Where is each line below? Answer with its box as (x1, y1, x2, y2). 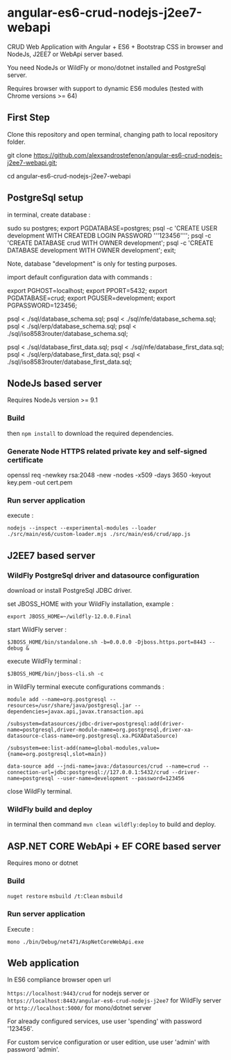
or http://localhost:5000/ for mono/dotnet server (7, 1004, 152, 1012)
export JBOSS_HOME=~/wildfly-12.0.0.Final (7, 613, 132, 620)
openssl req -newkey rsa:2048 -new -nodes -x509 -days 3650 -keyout (7, 471, 212, 479)
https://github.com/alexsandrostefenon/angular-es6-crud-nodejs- (33, 151, 223, 159)
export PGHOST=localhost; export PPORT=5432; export (7, 286, 168, 294)
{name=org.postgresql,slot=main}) (7, 750, 108, 757)
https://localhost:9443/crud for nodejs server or (7, 989, 150, 998)
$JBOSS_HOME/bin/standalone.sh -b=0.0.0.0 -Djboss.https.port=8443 (7, 639, 207, 646)
